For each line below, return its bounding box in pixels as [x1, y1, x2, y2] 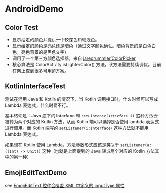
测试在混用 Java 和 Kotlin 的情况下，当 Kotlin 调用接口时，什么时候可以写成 [5, 96, 158, 102]
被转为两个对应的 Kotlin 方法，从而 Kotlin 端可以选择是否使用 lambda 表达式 [5, 118, 159, 124]
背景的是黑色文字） [29, 49, 69, 55]
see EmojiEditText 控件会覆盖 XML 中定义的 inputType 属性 [5, 182, 125, 188]
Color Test [5, 23, 38, 32]
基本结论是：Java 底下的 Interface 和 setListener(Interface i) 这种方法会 [5, 113, 158, 118]
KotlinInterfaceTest [5, 82, 66, 91]
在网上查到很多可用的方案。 [12, 68, 69, 74]
